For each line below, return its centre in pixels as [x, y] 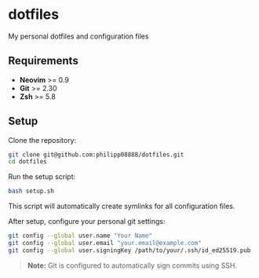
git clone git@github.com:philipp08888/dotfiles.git [96, 155]
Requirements [43, 61]
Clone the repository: [42, 140]
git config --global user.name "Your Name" [80, 236]
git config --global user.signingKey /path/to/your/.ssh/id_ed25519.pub [129, 250]
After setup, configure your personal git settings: [87, 221]
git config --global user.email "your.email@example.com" [105, 243]
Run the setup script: [42, 177]
